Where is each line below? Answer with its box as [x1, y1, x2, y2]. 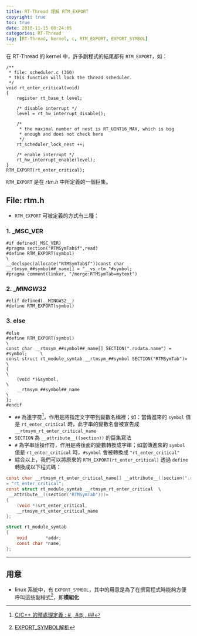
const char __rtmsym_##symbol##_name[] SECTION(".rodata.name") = [6, 345, 172, 351]
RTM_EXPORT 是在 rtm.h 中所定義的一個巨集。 [6, 179, 111, 185]
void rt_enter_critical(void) [6, 85, 80, 91]
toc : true [6, 19, 30, 25]
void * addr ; [16, 535, 62, 541]
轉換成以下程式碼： [14, 463, 62, 470]
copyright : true [6, 14, 46, 20]
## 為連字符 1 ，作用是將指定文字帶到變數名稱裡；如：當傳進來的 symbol [14, 412, 185, 420]
